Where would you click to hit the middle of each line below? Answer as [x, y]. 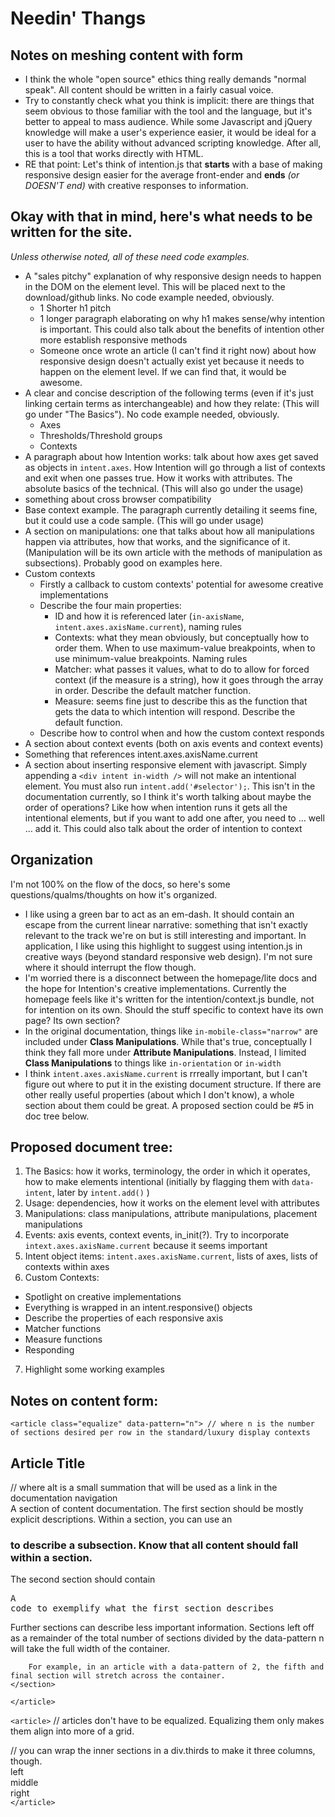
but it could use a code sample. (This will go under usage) [144, 520]
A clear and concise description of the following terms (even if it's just [169, 393]
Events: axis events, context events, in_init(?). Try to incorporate [157, 1235]
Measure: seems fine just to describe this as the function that [181, 701]
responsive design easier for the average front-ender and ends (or [162, 175]
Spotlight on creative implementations [103, 1297]
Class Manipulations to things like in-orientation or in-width [153, 1063]
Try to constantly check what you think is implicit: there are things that [169, 100]
